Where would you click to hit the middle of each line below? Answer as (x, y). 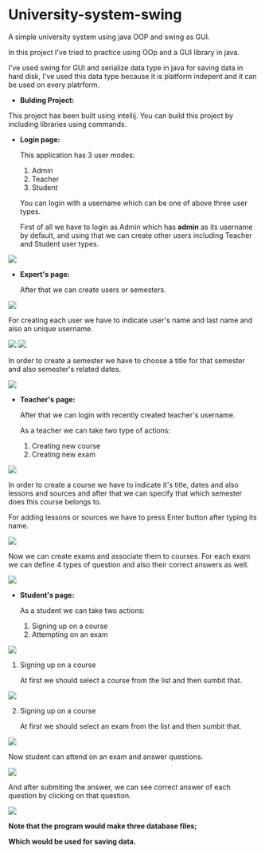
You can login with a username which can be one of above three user (134, 203)
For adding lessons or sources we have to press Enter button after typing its (132, 517)
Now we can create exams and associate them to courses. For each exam (129, 555)
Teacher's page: (47, 399)
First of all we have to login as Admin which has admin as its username (136, 227)
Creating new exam (63, 454)
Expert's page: (45, 274)
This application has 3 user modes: (77, 155)
